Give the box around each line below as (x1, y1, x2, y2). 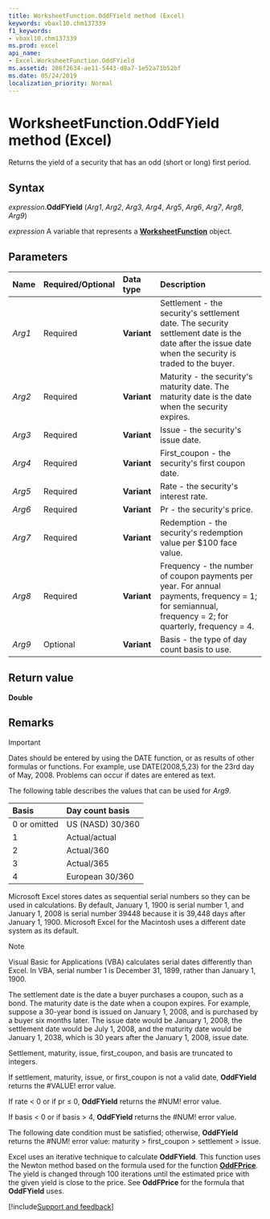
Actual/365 (66, 857, 110, 869)
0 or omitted (12, 819, 59, 830)
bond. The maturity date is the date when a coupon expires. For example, (8, 998, 252, 1008)
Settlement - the (159, 297, 223, 309)
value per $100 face (159, 537, 238, 549)
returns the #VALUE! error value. (8, 1080, 117, 1090)
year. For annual (159, 581, 221, 592)
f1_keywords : (8, 27, 52, 35)
